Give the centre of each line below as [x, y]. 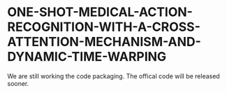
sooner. [18, 83]
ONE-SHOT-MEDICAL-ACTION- [100, 12]
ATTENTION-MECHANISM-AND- [104, 42]
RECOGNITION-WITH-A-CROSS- [104, 27]
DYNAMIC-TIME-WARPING [87, 57]
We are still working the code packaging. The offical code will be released [113, 76]
